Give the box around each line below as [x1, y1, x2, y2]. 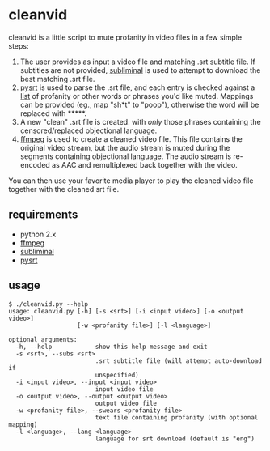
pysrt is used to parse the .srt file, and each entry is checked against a [19, 83, 255, 92]
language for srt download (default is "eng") [95, 435, 255, 443]
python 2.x [19, 229, 57, 239]
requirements [8, 208, 78, 222]
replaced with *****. [19, 108, 87, 118]
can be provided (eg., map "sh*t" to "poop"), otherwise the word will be [19, 100, 259, 109]
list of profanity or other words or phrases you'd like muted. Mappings [19, 91, 254, 100]
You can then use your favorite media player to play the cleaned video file [8, 176, 254, 185]
